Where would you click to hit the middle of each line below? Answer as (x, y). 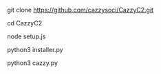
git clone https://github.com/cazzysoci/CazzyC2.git (80, 10)
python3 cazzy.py (33, 63)
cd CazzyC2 (25, 23)
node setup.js (26, 36)
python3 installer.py (35, 50)
